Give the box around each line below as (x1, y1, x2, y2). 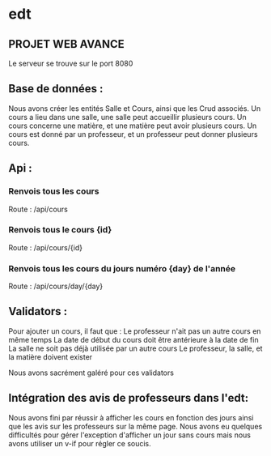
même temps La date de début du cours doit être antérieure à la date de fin (8, 335, 259, 344)
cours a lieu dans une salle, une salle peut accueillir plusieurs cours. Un (8, 112, 247, 121)
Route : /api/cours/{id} (8, 242, 83, 252)
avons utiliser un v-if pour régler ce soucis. (8, 438, 151, 448)
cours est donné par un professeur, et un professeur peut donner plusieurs (8, 129, 258, 139)
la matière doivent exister (8, 352, 93, 361)
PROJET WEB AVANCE (8, 37, 125, 51)
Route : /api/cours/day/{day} (8, 281, 104, 292)
